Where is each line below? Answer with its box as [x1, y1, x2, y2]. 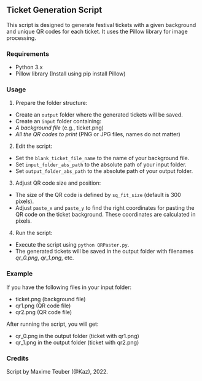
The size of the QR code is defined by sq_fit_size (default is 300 [15, 191, 181, 199]
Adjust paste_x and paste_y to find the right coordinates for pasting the [15, 204, 195, 212]
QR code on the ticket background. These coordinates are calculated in [15, 211, 196, 218]
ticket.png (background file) [15, 295, 86, 302]
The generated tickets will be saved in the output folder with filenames [15, 248, 193, 255]
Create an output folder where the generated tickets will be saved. [15, 111, 183, 118]
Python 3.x [15, 64, 43, 71]
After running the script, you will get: [6, 320, 99, 328]
